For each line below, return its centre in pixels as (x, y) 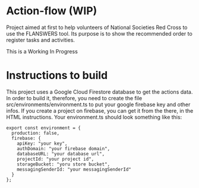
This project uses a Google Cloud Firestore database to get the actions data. (99, 92)
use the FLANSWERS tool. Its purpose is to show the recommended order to (99, 33)
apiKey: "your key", (42, 144)
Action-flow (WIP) (52, 11)
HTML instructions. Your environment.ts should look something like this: (94, 117)
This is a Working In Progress (42, 51)
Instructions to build (57, 76)
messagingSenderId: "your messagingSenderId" (74, 169)
